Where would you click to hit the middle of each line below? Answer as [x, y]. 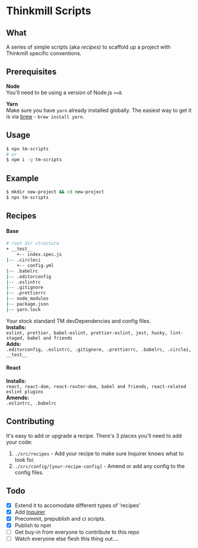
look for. [25, 460]
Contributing [30, 422]
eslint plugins [25, 392]
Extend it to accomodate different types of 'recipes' [77, 505]
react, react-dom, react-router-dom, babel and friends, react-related [96, 386]
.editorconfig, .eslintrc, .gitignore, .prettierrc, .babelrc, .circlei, [99, 350]
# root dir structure [33, 243]
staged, [16, 338]
